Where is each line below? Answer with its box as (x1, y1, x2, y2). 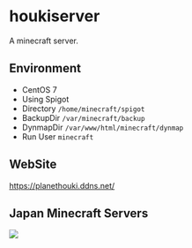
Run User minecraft (21, 131, 94, 142)
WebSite (9, 157, 57, 172)
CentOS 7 (21, 84, 57, 94)
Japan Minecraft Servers (9, 206, 149, 221)
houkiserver (9, 6, 100, 26)
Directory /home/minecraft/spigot (21, 103, 145, 114)
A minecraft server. (9, 35, 79, 46)
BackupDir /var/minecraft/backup (21, 112, 145, 123)
